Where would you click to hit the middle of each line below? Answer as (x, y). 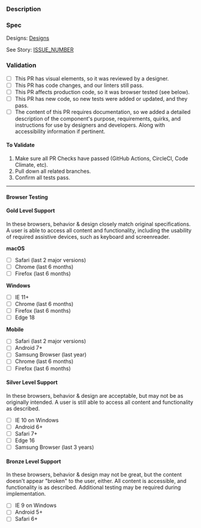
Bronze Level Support (34, 461)
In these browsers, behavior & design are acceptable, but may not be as (95, 395)
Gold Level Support (31, 211)
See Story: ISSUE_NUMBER (40, 50)
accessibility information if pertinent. (60, 131)
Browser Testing (27, 197)
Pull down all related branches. (53, 171)
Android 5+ (29, 512)
